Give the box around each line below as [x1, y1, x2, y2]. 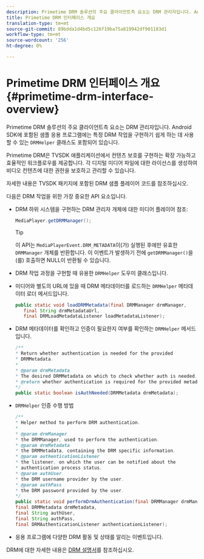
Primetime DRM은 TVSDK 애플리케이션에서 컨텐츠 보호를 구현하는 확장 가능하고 [6, 151, 196, 159]
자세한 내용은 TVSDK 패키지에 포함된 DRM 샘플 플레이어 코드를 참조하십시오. [6, 179, 189, 187]
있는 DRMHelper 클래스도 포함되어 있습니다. [19, 138, 120, 146]
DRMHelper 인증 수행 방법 [15, 402, 74, 409]
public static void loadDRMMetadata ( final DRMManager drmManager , [15, 302, 187, 308]
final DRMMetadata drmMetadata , [15, 504, 97, 511]
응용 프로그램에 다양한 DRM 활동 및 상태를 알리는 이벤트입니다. [15, 533, 164, 540]
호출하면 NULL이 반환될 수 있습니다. [25, 256, 111, 263]
